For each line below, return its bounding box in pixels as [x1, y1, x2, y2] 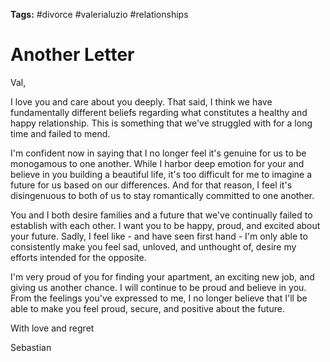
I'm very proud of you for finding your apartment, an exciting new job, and [10, 270, 315, 283]
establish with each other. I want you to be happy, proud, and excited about [10, 219, 321, 231]
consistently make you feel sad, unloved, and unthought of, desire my [10, 240, 297, 253]
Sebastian [10, 341, 52, 353]
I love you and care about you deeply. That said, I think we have [10, 95, 273, 108]
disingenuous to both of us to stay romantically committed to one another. [10, 189, 315, 201]
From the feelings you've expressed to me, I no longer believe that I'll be [10, 292, 308, 304]
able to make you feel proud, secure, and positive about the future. [10, 302, 285, 314]
